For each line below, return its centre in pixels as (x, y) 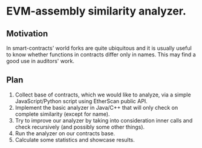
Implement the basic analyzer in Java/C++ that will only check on (96, 107)
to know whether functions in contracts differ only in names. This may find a (101, 55)
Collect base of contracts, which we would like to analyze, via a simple (103, 95)
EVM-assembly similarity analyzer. (96, 11)
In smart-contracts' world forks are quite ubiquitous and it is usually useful (99, 48)
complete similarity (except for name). (62, 114)
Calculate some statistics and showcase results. (75, 140)
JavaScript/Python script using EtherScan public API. (81, 101)
